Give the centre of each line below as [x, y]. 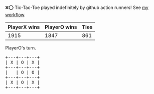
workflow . [15, 15]
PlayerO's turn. [21, 48]
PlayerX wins [24, 27]
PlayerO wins [61, 27]
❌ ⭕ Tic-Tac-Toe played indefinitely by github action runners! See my [77, 7]
